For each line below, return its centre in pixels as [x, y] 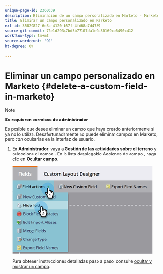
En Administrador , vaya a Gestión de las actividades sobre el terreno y [84, 149]
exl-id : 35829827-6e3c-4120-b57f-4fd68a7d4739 [53, 26]
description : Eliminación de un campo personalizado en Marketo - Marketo [82, 15]
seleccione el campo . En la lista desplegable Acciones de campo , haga [84, 154]
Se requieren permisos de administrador [47, 120]
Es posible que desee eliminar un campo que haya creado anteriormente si [80, 129]
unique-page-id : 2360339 [30, 10]
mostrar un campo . [31, 266]
